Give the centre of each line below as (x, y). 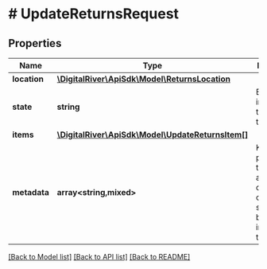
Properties (35, 43)
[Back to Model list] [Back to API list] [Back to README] (99, 257)
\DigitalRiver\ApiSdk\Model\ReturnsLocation (143, 79)
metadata (31, 192)
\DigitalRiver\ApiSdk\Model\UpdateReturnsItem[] (153, 134)
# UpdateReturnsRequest (94, 14)
